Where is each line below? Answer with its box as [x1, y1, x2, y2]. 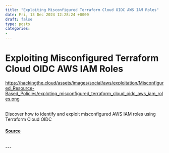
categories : [5, 26, 30, 31]
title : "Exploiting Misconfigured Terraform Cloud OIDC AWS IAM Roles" [5, 7, 159, 13]
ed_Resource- [5, 85, 35, 91]
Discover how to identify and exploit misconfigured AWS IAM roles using [5, 111, 156, 117]
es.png [5, 96, 20, 102]
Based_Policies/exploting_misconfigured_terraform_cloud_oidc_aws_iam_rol [5, 90, 163, 96]
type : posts [5, 21, 30, 27]
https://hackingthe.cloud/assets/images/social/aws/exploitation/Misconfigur [5, 80, 164, 86]
